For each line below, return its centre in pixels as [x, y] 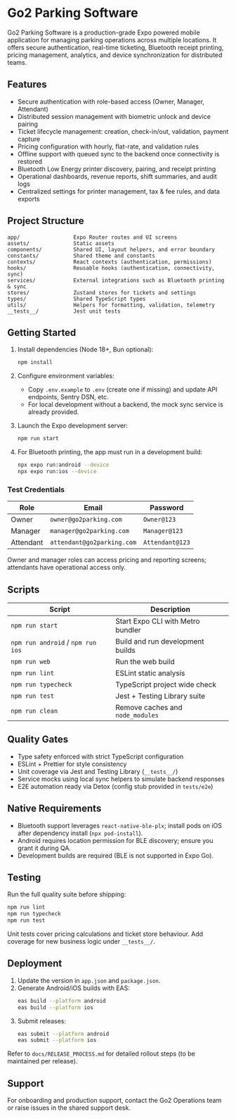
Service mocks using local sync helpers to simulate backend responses [121, 779]
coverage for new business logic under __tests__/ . [81, 942]
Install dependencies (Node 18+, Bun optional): [85, 349]
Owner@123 [159, 520]
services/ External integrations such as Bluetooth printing [116, 280]
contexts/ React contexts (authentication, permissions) [110, 262]
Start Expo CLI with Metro [158, 621]
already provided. [53, 412]
